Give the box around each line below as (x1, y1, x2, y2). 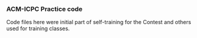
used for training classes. (6, 25, 70, 32)
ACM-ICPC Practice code (6, 5, 83, 13)
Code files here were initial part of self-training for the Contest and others (6, 19, 192, 26)
